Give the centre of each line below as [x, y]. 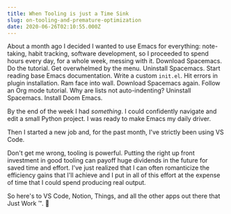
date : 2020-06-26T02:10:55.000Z [54, 26]
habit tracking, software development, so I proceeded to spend [118, 53]
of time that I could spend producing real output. [77, 183]
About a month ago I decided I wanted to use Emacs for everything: [104, 47]
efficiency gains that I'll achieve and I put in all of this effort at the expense [114, 175]
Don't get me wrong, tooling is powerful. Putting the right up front [101, 153]
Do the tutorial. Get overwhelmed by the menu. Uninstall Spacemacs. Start [114, 68]
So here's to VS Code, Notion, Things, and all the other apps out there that [114, 196]
